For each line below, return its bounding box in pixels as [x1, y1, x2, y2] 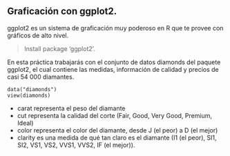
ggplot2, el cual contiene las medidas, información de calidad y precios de [7, 65, 219, 73]
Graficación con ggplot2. [7, 6, 117, 17]
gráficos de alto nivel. [7, 31, 69, 39]
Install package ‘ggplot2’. [23, 44, 95, 52]
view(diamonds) [7, 92, 51, 99]
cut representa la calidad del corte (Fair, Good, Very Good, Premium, [17, 111, 213, 119]
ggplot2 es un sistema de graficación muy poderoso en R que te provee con [7, 23, 224, 32]
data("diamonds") [7, 86, 57, 92]
